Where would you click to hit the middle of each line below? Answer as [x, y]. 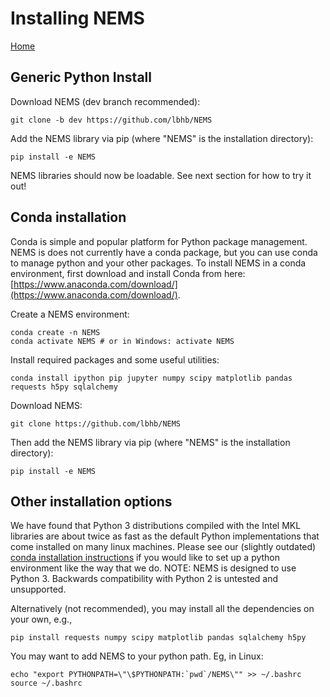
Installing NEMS [77, 18]
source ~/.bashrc [46, 683]
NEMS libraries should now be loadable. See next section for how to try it [161, 175]
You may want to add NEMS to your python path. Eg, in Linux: [137, 656]
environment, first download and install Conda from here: [128, 273]
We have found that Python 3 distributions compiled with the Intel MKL [156, 526]
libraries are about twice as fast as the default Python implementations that [165, 536]
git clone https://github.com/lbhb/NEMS [96, 423]
